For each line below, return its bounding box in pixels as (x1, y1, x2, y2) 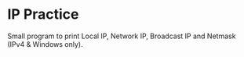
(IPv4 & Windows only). (7, 39, 83, 48)
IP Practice (7, 5, 79, 23)
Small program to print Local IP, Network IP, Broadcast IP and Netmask (7, 31, 236, 41)
